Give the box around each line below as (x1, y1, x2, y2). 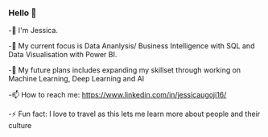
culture (8, 121, 32, 131)
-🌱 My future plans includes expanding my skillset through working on (8, 65, 241, 75)
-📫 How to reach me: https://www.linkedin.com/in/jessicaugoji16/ (8, 90, 227, 100)
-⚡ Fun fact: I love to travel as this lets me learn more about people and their (8, 109, 261, 119)
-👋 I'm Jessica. (8, 26, 59, 35)
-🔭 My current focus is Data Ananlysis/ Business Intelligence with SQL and (8, 41, 255, 51)
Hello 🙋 (8, 7, 37, 19)
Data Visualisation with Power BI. (8, 50, 118, 60)
